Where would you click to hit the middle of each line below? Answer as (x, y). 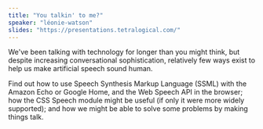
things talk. (26, 117)
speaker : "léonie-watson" (50, 23)
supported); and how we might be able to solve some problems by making (128, 109)
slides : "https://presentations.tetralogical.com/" (94, 30)
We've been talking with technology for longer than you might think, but (124, 52)
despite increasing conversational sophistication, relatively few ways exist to (132, 60)
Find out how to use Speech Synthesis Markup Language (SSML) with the (128, 84)
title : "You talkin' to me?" (56, 15)
